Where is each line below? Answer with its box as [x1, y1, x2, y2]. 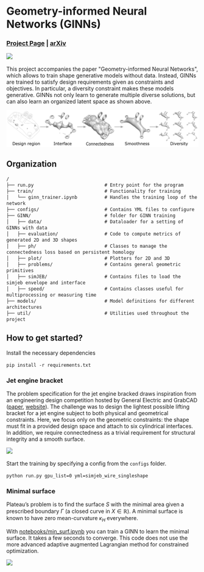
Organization [6, 159, 57, 169]
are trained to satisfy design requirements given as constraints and [6, 78, 174, 86]
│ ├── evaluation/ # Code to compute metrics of [6, 231, 181, 237]
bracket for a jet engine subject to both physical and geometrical [6, 409, 169, 416]
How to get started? [6, 333, 83, 343]
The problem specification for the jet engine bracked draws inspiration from [6, 389, 197, 397]
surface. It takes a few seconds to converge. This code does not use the [6, 534, 188, 541]
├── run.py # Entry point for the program [6, 182, 184, 188]
